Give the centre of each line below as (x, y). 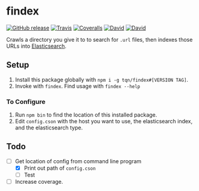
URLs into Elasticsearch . (36, 46)
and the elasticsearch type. (49, 128)
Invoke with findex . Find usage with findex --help (77, 86)
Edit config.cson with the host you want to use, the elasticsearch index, (104, 121)
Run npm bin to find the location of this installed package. (86, 115)
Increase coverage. (39, 182)
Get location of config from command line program (78, 161)
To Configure (26, 102)
